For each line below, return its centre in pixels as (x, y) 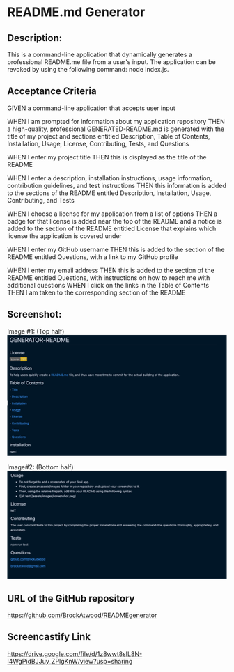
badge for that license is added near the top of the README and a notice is (115, 221)
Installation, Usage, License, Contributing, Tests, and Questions (98, 143)
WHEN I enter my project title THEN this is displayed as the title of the (107, 157)
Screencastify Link (49, 637)
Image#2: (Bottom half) (41, 467)
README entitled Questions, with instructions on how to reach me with (109, 278)
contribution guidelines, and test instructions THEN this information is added (117, 185)
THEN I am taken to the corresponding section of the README (96, 292)
